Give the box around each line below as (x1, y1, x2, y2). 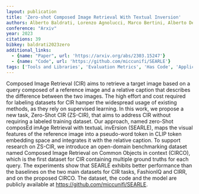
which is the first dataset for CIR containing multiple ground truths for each (6, 155, 189, 163)
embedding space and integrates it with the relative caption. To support (6, 137, 181, 144)
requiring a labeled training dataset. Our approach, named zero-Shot (6, 118, 174, 125)
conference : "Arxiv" (6, 25, 57, 31)
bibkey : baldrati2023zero (6, 42, 70, 48)
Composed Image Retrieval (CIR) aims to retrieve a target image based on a (6, 80, 191, 87)
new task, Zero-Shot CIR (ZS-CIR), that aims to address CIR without (6, 112, 171, 119)
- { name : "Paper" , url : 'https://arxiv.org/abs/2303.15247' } (11, 53, 166, 59)
